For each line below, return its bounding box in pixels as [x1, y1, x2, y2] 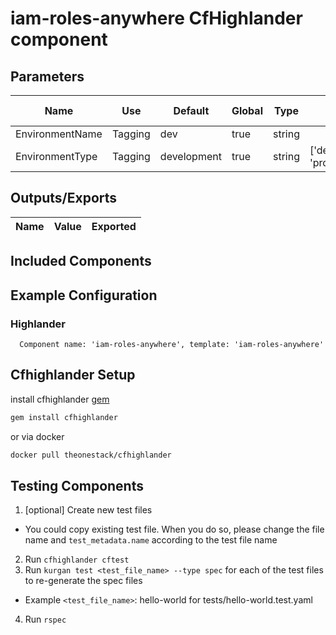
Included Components [10, 253, 152, 270]
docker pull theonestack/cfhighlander [10, 450, 172, 460]
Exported [91, 219, 137, 233]
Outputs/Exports [10, 190, 118, 207]
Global [231, 104, 263, 117]
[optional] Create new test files [24, 504, 153, 516]
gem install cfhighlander [10, 412, 118, 422]
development [159, 150, 222, 163]
